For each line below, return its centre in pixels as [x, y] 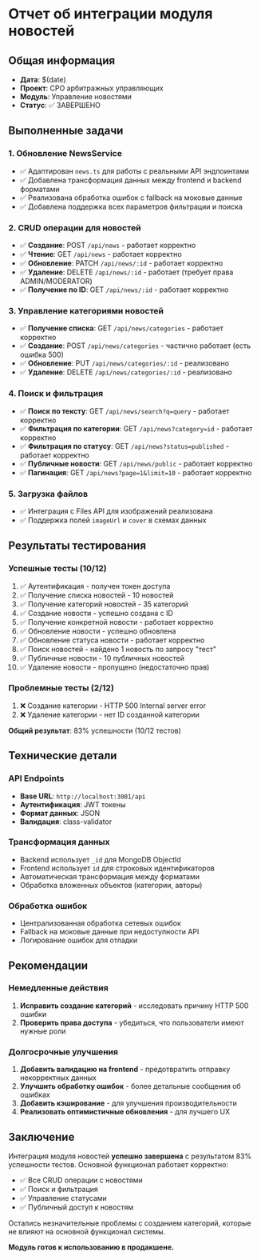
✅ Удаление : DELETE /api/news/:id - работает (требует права [127, 272]
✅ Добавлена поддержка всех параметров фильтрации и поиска [131, 206]
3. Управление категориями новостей [86, 310]
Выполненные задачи [66, 131]
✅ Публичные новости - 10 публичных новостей [102, 658]
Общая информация [62, 60]
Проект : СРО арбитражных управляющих [91, 88]
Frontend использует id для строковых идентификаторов [117, 868]
